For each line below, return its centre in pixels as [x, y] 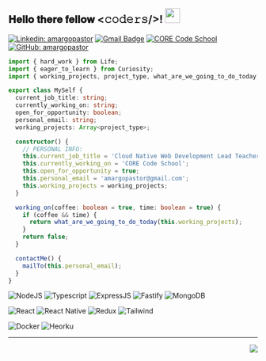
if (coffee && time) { [60, 215]
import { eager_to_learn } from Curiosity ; [81, 69]
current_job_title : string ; [62, 98]
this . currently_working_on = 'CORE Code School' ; [106, 164]
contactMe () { [38, 258]
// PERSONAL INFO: [53, 149]
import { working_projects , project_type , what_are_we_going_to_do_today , [134, 76]
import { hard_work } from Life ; [63, 61]
